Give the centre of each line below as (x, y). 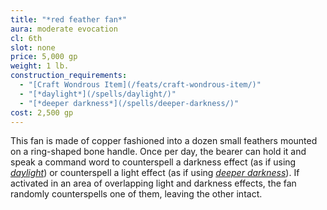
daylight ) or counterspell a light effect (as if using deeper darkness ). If (155, 173)
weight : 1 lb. (40, 66)
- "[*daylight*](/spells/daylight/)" (98, 94)
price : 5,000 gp (44, 57)
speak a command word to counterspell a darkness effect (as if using (153, 162)
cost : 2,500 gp (42, 112)
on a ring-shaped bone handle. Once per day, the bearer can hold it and (158, 152)
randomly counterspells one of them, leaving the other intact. (136, 194)
